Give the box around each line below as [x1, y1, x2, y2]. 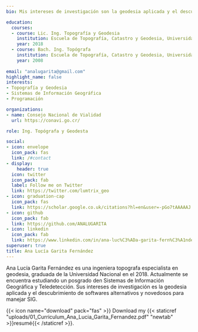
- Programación [6, 96, 44, 102]
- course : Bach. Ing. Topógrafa [11, 47, 91, 53]
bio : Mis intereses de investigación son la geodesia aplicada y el [6, 8, 178, 15]
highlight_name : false [6, 74, 62, 80]
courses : [11, 25, 33, 31]
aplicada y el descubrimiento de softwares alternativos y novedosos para [6, 289, 184, 296]
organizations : [6, 107, 44, 112]
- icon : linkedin [6, 226, 49, 233]
